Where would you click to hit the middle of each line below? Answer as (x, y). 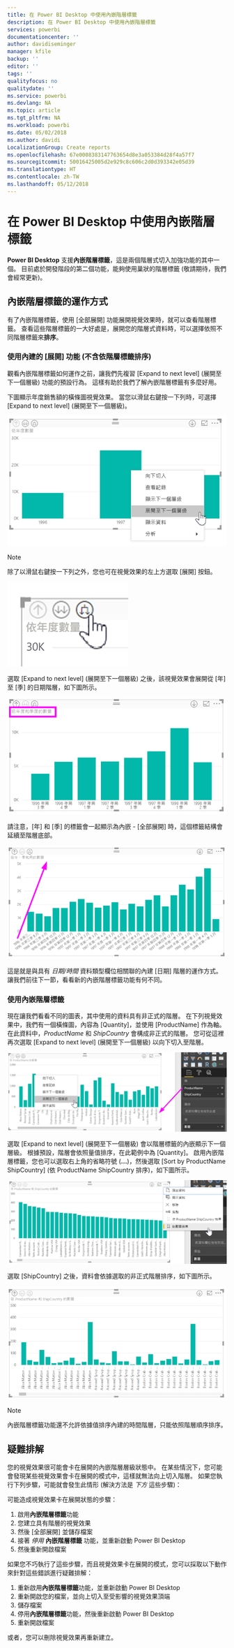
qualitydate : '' (31, 88)
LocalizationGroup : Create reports (59, 147)
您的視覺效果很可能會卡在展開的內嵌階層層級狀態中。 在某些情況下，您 (109, 1467)
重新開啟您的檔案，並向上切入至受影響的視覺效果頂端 (94, 1596)
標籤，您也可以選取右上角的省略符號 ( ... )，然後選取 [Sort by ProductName (119, 1161)
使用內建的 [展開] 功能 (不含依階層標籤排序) (79, 357)
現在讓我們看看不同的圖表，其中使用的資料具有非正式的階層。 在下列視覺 (112, 1016)
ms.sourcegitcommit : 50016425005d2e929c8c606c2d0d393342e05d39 (101, 162)
